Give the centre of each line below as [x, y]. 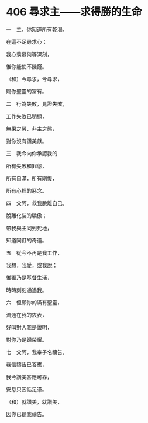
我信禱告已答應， [27, 364]
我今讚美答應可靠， [29, 377]
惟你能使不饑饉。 [27, 66]
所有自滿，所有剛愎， [32, 178]
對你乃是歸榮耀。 [27, 339]
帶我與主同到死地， [29, 228]
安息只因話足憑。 [27, 389]
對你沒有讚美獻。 [27, 141]
